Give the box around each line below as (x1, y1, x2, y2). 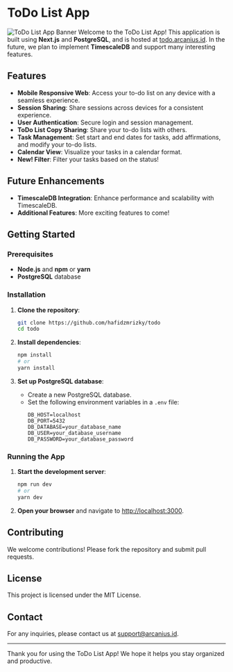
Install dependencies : (17, 338, 81, 347)
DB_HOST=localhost (27, 411, 81, 418)
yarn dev (17, 493, 43, 501)
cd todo (17, 325, 40, 333)
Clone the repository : (17, 306, 80, 314)
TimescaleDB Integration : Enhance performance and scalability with (17, 193, 214, 202)
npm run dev (17, 481, 52, 488)
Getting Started (7, 228, 76, 240)
